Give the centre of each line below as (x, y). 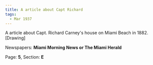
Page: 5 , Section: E (25, 57)
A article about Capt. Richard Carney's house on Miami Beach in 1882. (77, 33)
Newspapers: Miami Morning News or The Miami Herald (64, 48)
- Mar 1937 (21, 19)
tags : (11, 14)
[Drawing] (15, 38)
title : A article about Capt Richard (44, 10)
